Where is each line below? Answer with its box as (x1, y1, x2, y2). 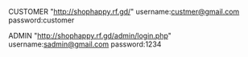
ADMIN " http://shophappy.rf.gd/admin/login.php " (8, 31, 172, 40)
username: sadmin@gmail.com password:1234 (8, 39, 162, 49)
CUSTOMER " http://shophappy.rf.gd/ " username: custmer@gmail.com (8, 7, 240, 16)
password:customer (8, 15, 75, 25)
